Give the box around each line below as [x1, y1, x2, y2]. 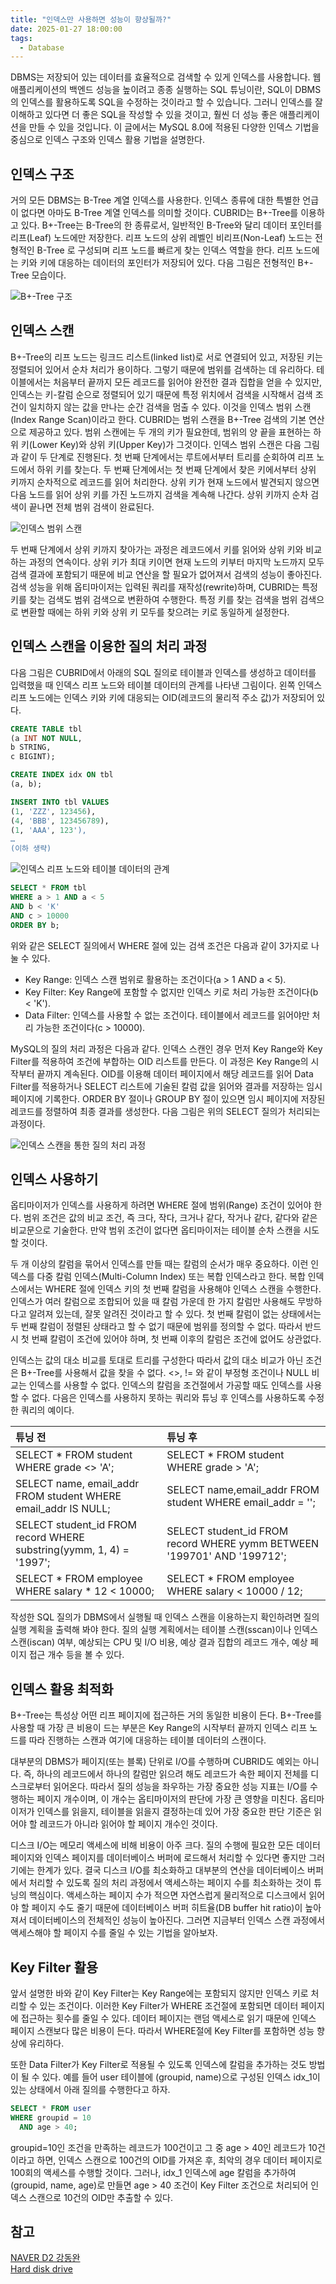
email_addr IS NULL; [15, 1502, 111, 1516]
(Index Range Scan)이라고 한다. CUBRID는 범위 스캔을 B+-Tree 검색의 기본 [10, 413, 307, 425]
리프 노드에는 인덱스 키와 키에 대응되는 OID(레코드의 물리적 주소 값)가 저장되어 [10, 691, 315, 703]
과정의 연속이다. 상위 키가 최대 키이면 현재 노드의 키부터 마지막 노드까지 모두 [28, 556, 325, 568]
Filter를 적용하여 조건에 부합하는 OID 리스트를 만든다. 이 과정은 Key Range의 [10, 1055, 309, 1067]
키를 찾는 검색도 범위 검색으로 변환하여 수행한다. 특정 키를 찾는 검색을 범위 [10, 593, 298, 605]
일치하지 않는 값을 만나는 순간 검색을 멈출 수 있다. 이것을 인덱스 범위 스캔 [28, 401, 312, 413]
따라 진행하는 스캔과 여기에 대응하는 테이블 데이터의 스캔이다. [28, 1734, 267, 1746]
